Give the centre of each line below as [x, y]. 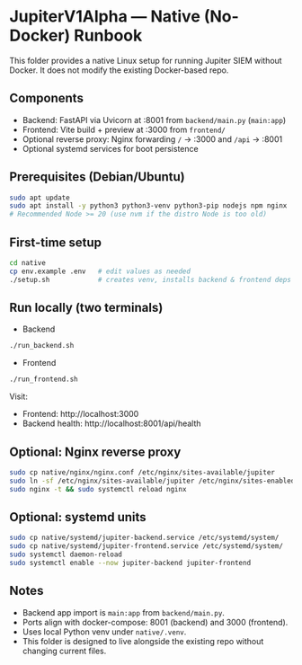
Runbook [108, 35]
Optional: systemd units [78, 517]
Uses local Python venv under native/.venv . [104, 632]
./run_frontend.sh [44, 379]
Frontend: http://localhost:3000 [80, 414]
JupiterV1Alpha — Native [105, 17]
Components [46, 98]
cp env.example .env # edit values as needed [100, 271]
